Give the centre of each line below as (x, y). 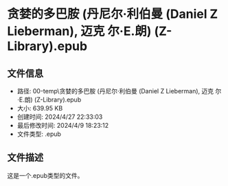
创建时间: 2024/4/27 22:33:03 (60, 117)
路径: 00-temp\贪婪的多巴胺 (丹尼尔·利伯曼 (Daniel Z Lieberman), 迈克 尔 (119, 91)
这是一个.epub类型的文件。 (45, 175)
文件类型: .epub (39, 134)
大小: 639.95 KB (40, 108)
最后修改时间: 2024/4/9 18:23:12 (63, 125)
